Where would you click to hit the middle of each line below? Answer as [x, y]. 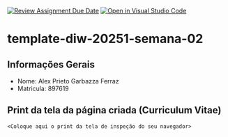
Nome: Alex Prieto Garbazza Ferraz [68, 81]
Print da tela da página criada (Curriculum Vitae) [114, 110]
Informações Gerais [51, 64]
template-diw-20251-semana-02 [105, 39]
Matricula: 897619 [43, 88]
